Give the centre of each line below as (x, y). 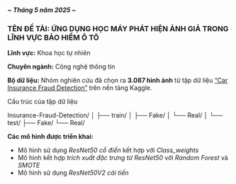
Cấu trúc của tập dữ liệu (43, 101)
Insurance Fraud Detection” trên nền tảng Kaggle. (80, 88)
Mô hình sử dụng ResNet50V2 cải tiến (73, 173)
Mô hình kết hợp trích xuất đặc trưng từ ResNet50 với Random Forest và (123, 157)
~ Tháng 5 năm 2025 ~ (42, 10)
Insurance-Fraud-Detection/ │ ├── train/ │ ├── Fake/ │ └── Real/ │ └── (115, 115)
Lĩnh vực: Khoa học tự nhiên (49, 52)
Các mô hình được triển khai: (50, 136)
